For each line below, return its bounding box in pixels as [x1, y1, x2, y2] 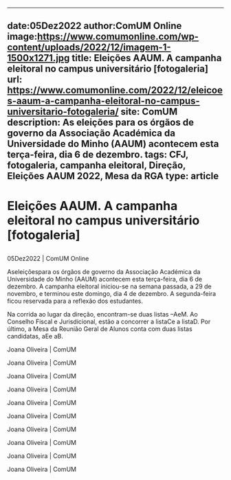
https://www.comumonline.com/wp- [36, 31, 199, 43]
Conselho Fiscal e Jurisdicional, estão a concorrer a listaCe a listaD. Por [7, 317, 211, 325]
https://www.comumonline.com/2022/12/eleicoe [7, 84, 223, 96]
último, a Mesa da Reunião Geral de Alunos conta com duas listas [7, 324, 192, 333]
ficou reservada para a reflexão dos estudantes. [7, 297, 143, 305]
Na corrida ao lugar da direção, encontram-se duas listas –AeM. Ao [7, 310, 198, 318]
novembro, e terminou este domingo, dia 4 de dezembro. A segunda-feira [7, 289, 217, 297]
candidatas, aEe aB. [7, 332, 63, 340]
